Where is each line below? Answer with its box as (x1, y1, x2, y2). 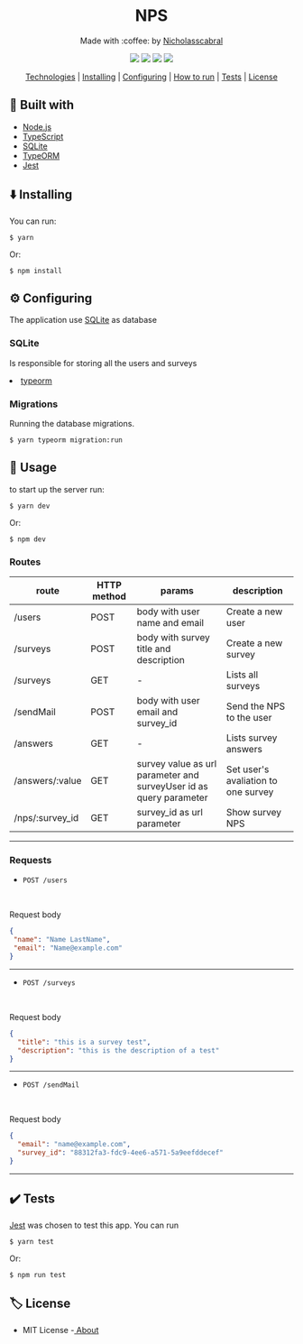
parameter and (136, 769, 200, 781)
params (161, 585, 194, 597)
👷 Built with (9, 97, 75, 113)
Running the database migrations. (9, 418, 135, 428)
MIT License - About (22, 1324, 99, 1335)
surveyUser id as (136, 780, 209, 793)
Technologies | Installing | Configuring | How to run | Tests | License (25, 71, 278, 82)
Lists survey (225, 732, 278, 744)
